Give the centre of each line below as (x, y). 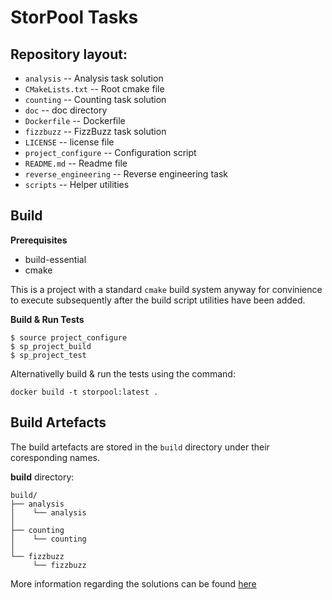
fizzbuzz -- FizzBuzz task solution (95, 131)
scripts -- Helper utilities (77, 184)
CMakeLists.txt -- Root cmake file (94, 89)
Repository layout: (69, 54)
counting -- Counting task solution (95, 99)
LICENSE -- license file (69, 142)
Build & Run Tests (47, 319)
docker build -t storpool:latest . (84, 392)
